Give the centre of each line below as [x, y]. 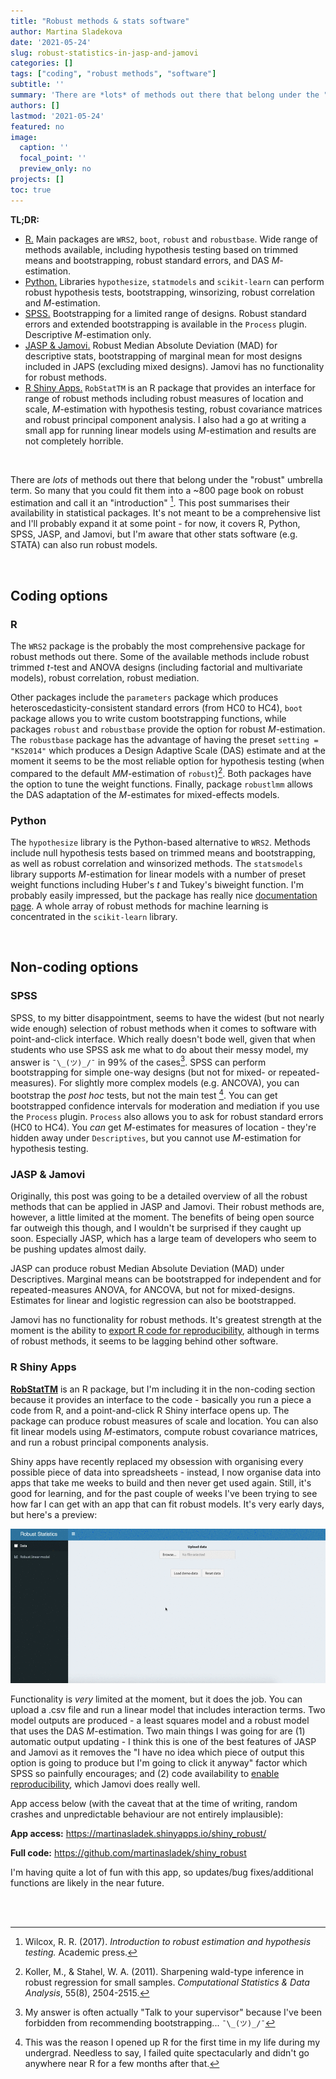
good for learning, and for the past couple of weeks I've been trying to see [164, 1493]
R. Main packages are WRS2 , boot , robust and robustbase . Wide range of [171, 239]
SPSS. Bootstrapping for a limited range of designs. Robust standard [165, 313]
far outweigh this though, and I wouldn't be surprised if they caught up [156, 1228]
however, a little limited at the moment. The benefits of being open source [162, 1217]
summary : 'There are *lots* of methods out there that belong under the [165, 95]
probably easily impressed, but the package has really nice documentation [164, 895]
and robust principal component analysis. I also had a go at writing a [165, 419]
